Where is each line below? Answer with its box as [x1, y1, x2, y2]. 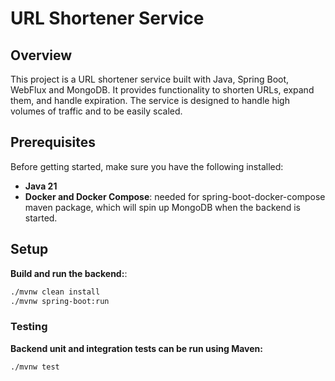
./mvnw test [10, 362, 60, 372]
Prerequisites [10, 134, 96, 151]
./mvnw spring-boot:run [10, 296, 110, 306]
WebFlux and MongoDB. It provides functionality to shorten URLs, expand [10, 84, 315, 96]
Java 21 [24, 180, 58, 192]
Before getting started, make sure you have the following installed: [10, 160, 284, 172]
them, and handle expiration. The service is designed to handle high [10, 95, 290, 106]
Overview [10, 47, 73, 64]
